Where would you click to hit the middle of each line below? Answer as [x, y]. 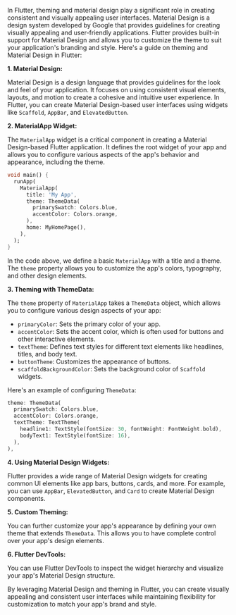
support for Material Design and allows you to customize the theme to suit [114, 40]
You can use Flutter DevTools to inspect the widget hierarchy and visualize [116, 568]
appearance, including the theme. [56, 162]
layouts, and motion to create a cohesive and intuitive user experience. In [113, 97]
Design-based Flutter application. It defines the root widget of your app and [117, 147]
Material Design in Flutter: [45, 55]
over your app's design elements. [56, 540]
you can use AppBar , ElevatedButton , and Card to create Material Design [111, 491]
